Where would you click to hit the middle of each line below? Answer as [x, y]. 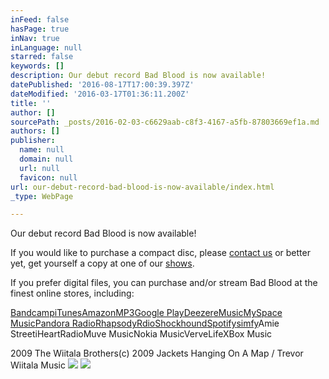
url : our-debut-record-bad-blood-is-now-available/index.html [142, 187]
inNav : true [35, 38]
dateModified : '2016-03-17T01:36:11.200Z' [100, 94]
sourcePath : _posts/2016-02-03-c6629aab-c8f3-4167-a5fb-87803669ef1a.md [165, 122]
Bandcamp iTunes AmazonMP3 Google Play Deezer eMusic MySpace [146, 313]
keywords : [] [37, 66]
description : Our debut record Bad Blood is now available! [138, 76]
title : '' [31, 103]
